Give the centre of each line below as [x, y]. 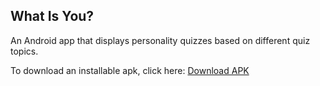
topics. [24, 51]
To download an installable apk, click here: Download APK [130, 70]
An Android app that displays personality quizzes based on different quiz [160, 40]
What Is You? [52, 16]
